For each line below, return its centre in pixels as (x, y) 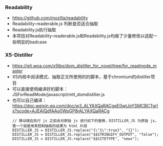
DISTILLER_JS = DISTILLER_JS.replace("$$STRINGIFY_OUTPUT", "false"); (85, 134)
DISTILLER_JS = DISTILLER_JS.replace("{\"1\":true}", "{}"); (76, 130)
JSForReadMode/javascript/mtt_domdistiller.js (58, 94)
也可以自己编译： (29, 100)
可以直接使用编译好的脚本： (40, 89)
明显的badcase (32, 42)
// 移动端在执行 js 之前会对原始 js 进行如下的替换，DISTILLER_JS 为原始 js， (85, 121)
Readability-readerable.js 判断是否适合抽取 (55, 24)
